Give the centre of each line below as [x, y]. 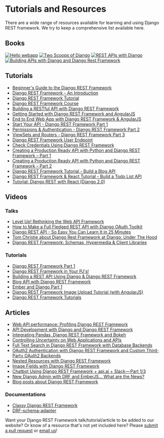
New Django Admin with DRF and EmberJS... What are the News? [78, 377]
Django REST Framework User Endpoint [53, 140]
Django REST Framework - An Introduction [55, 93]
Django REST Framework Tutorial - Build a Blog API [64, 171]
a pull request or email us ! [31, 430]
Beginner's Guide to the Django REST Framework [62, 87]
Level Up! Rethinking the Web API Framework [58, 221]
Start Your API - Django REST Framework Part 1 [60, 124]
